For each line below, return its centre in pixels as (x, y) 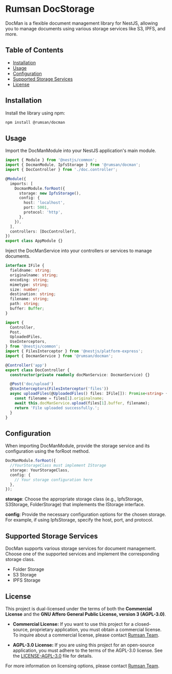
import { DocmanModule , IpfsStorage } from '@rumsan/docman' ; (73, 165)
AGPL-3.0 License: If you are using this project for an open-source (83, 645)
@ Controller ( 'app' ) (26, 365)
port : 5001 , (37, 208)
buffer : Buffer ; (27, 309)
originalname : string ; (34, 275)
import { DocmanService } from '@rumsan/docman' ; (59, 356)
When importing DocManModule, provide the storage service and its (78, 446)
